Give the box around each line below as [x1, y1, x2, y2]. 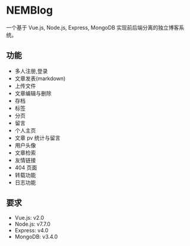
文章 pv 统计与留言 [14, 134, 61, 141]
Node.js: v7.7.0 [14, 220, 50, 228]
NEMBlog [6, 4, 53, 17]
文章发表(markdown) [14, 75, 66, 82]
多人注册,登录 [14, 67, 48, 74]
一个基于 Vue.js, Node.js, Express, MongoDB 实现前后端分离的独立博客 [6, 24, 179, 31]
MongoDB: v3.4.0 [14, 233, 58, 240]
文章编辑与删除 [14, 90, 52, 97]
